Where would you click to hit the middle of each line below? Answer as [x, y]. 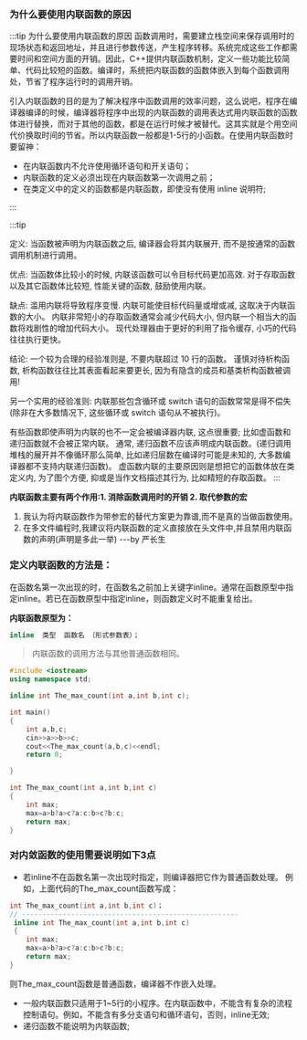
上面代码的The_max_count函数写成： [109, 888]
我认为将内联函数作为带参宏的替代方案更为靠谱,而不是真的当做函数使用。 [160, 517]
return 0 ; [45, 755]
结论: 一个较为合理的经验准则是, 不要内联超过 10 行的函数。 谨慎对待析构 [146, 359]
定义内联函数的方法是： [61, 565]
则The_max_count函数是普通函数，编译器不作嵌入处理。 [116, 983]
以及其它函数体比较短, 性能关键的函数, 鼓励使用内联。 [110, 286]
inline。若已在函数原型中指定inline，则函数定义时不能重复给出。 [137, 598]
